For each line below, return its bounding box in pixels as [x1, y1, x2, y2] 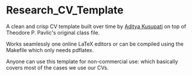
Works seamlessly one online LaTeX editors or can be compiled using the [6, 40, 184, 47]
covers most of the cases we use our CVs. [6, 64, 109, 71]
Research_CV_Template [6, 4, 124, 17]
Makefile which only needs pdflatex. [6, 46, 94, 53]
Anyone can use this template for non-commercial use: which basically [6, 58, 178, 65]
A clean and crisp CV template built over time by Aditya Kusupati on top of [6, 23, 187, 30]
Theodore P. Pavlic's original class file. [6, 29, 100, 36]
